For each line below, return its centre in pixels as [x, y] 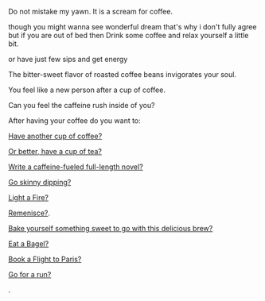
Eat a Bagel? [29, 244]
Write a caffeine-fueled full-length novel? [76, 167]
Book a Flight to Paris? [45, 259]
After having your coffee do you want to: [74, 121]
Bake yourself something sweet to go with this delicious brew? [111, 228]
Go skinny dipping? [40, 182]
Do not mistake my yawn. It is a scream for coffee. [91, 12]
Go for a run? [30, 274]
